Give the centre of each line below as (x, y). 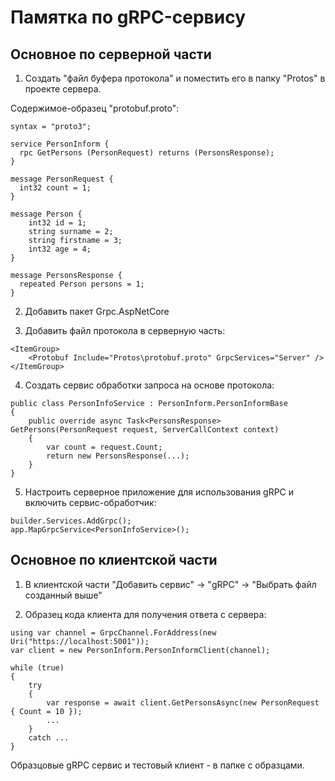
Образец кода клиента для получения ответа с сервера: (145, 614)
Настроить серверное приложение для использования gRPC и (159, 492)
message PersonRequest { (62, 179)
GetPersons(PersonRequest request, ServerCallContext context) (145, 430)
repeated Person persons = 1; (82, 284)
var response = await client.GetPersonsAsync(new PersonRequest (183, 702)
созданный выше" (63, 595)
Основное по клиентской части (114, 560)
